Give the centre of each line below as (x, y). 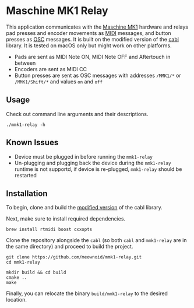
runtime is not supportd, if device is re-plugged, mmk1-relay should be (98, 169)
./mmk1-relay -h (26, 125)
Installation (27, 193)
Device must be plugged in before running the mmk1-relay (83, 156)
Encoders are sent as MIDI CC (51, 69)
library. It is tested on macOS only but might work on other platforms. (89, 45)
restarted (25, 175)
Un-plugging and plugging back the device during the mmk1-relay (93, 163)
